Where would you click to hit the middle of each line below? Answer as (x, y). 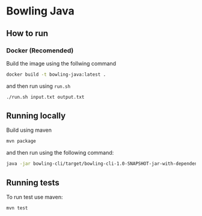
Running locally (36, 116)
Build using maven (29, 130)
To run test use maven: (35, 197)
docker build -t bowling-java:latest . (56, 74)
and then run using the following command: (60, 153)
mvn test (17, 208)
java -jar (19, 164)
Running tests (33, 183)
